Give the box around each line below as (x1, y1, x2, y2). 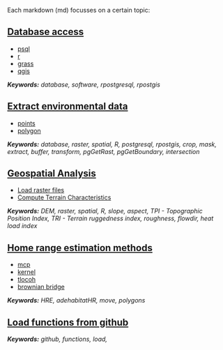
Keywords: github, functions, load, (7, 335, 108, 344)
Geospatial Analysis (7, 167, 96, 180)
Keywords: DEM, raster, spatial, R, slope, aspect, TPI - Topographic (7, 207, 203, 215)
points (17, 119, 36, 128)
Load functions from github (7, 317, 129, 328)
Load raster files (17, 186, 65, 195)
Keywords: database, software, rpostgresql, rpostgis (7, 80, 160, 89)
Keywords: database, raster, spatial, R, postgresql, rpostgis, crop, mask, (7, 139, 217, 149)
